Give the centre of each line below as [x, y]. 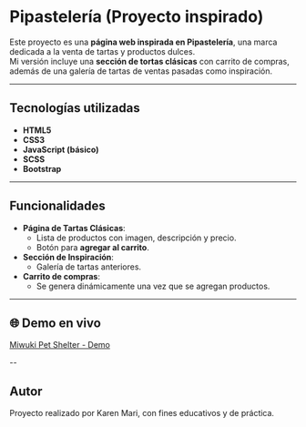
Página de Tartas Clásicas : [74, 228]
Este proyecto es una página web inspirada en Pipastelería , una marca [143, 42]
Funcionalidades [58, 206]
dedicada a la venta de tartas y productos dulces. [102, 51]
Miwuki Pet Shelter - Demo [60, 345]
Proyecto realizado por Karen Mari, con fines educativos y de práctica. [142, 413]
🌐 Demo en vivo [56, 323]
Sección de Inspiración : [68, 257]
